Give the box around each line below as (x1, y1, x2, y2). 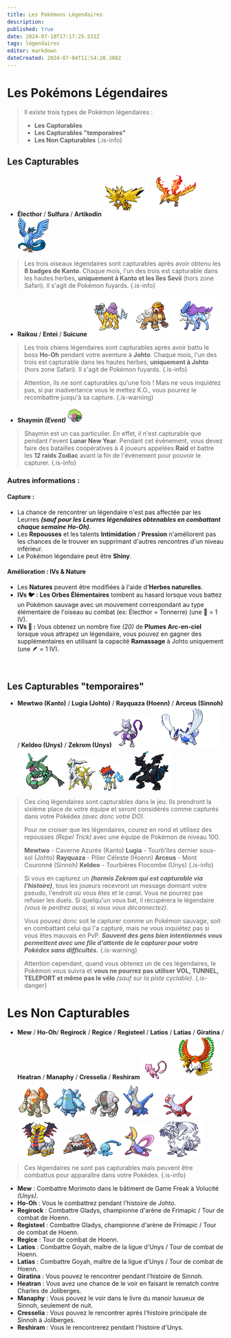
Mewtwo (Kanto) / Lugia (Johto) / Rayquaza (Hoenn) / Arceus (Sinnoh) (16, 699, 223, 707)
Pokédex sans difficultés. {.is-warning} (23, 946, 137, 954)
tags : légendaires (7, 40, 60, 47)
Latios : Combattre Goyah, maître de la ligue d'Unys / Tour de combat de (16, 1242, 223, 1251)
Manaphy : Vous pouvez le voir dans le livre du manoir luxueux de (16, 1294, 205, 1302)
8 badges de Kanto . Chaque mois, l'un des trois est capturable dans (23, 266, 218, 275)
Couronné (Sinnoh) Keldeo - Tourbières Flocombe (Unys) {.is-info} (23, 860, 214, 869)
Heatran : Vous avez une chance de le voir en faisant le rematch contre (16, 1279, 219, 1287)
